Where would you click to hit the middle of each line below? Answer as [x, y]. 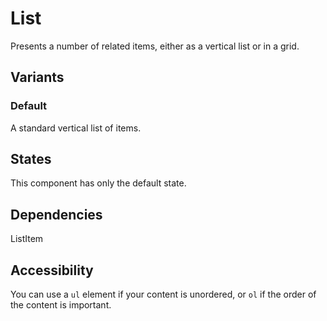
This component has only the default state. [98, 183]
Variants [37, 77]
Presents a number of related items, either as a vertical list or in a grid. [155, 46]
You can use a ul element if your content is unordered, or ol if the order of [163, 294]
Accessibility [52, 270]
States [31, 159]
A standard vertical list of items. [76, 128]
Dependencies [56, 214]
